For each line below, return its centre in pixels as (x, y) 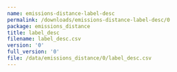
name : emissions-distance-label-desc (61, 13)
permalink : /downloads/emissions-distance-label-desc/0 (88, 20)
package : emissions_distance (49, 26)
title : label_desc (33, 33)
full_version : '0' (33, 52)
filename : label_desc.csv (44, 39)
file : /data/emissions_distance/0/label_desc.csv (80, 58)
